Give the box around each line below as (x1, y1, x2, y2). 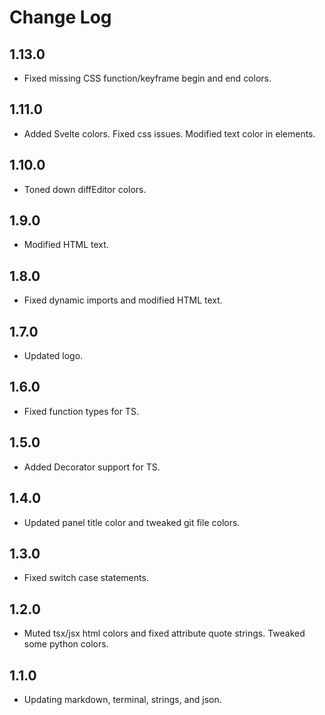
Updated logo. (23, 350, 84, 362)
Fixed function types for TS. (23, 405, 139, 417)
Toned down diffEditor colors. (23, 183, 147, 195)
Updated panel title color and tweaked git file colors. (23, 516, 241, 528)
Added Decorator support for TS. (23, 461, 161, 473)
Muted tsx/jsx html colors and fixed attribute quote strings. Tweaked (23, 627, 306, 640)
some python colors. (23, 638, 109, 650)
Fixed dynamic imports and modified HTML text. (23, 294, 223, 306)
